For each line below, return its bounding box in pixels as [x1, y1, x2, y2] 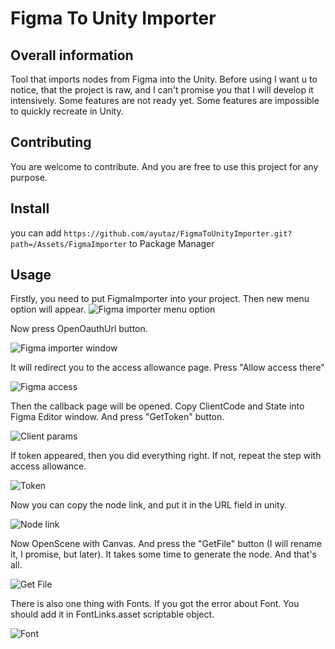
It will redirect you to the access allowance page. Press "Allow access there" [10, 362, 325, 374]
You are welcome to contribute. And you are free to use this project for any [10, 160, 319, 172]
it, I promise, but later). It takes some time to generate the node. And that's [10, 548, 318, 561]
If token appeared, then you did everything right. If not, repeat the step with [10, 450, 322, 462]
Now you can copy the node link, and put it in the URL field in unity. [10, 499, 288, 511]
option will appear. [10, 303, 87, 316]
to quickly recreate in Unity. [10, 105, 124, 117]
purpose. [10, 171, 48, 183]
